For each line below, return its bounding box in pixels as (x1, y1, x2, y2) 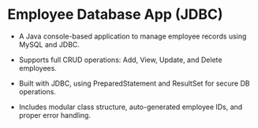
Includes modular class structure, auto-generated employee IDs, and (18, 102, 243, 112)
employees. (18, 63, 57, 72)
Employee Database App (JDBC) (7, 5, 223, 24)
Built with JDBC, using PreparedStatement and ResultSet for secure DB (18, 79, 250, 88)
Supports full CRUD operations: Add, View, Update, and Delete (18, 55, 222, 64)
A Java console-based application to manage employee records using (18, 31, 247, 41)
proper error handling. (18, 110, 92, 119)
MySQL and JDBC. (18, 39, 80, 49)
